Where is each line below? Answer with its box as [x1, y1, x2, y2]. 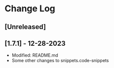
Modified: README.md [11, 52, 59, 58]
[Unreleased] [4, 23, 46, 31]
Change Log [4, 3, 55, 14]
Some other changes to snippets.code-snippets [11, 58, 109, 64]
